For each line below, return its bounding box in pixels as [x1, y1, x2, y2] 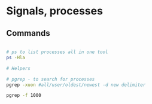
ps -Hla [6, 54, 26, 60]
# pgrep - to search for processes [6, 76, 95, 82]
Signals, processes [6, 4, 104, 18]
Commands [6, 28, 51, 38]
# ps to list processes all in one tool [6, 49, 109, 55]
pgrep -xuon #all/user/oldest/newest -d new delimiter [6, 82, 146, 88]
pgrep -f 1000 [6, 93, 42, 99]
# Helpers [6, 65, 31, 71]
